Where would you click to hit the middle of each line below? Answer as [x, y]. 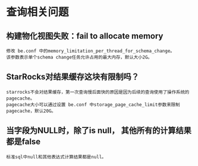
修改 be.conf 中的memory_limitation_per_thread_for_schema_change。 [91, 51]
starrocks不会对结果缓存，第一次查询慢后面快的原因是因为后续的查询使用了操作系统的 [98, 92]
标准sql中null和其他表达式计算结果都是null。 [56, 157]
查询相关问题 [38, 12]
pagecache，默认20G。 [31, 111]
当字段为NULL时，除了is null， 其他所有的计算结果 [99, 131]
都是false [23, 142]
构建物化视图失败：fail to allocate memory [85, 36]
